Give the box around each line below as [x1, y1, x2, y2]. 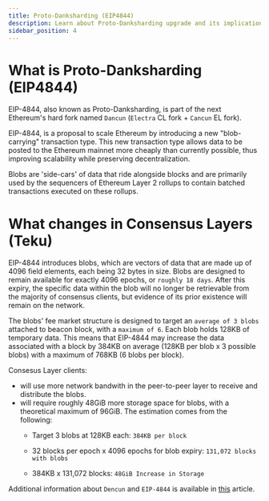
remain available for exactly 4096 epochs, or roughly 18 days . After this [8, 275, 246, 285]
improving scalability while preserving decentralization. [8, 154, 191, 164]
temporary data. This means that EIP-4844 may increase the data [8, 333, 225, 343]
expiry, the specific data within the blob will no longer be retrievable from [8, 283, 250, 293]
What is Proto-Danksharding [8, 61, 203, 79]
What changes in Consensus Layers [8, 214, 253, 233]
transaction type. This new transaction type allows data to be [41, 137, 243, 146]
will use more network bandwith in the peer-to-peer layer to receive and [19, 381, 258, 391]
